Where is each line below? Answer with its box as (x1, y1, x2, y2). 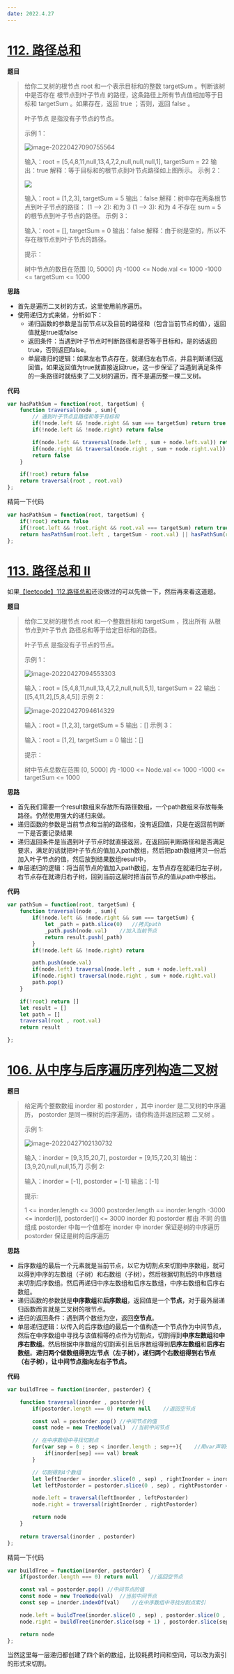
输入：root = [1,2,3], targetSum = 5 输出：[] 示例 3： (24, 721, 174, 730)
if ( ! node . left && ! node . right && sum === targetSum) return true (32, 420, 226, 427)
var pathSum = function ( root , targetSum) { (7, 902, 136, 909)
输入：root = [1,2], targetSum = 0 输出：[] (24, 736, 144, 744)
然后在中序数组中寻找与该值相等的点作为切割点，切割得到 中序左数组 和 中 (17, 1331, 225, 1339)
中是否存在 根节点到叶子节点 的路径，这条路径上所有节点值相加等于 (24, 90, 217, 98)
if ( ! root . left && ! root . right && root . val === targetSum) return (19, 524, 214, 531)
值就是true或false (27, 328, 78, 336)
